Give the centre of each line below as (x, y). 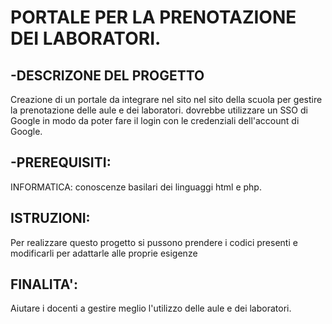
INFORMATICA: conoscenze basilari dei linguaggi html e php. (136, 187)
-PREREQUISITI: (61, 162)
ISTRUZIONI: (50, 218)
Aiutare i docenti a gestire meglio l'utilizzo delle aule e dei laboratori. (151, 308)
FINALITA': (44, 284)
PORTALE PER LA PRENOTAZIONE (153, 17)
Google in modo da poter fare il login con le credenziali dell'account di (155, 120)
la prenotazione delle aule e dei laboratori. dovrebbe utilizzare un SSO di (159, 110)
